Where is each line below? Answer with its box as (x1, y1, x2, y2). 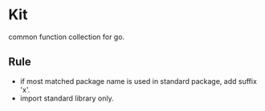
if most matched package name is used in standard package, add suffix (19, 76, 257, 85)
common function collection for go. (8, 32, 125, 42)
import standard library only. (19, 93, 114, 103)
